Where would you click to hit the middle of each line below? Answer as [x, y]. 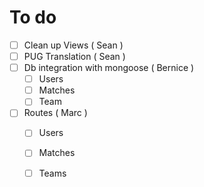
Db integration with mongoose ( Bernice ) [109, 68]
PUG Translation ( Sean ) [74, 56]
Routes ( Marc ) [55, 113]
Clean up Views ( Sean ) [73, 45]
